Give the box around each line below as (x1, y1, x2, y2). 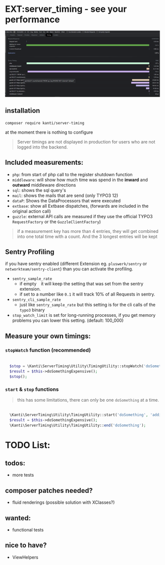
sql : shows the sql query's (12, 187, 66, 193)
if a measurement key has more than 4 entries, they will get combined (17, 228, 159, 234)
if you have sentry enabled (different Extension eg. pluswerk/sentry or (5, 261, 147, 267)
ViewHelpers (12, 554, 38, 560)
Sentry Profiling (5, 248, 55, 256)
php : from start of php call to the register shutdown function (12, 171, 133, 177)
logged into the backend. (17, 144, 68, 150)
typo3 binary (19, 307, 45, 313)
